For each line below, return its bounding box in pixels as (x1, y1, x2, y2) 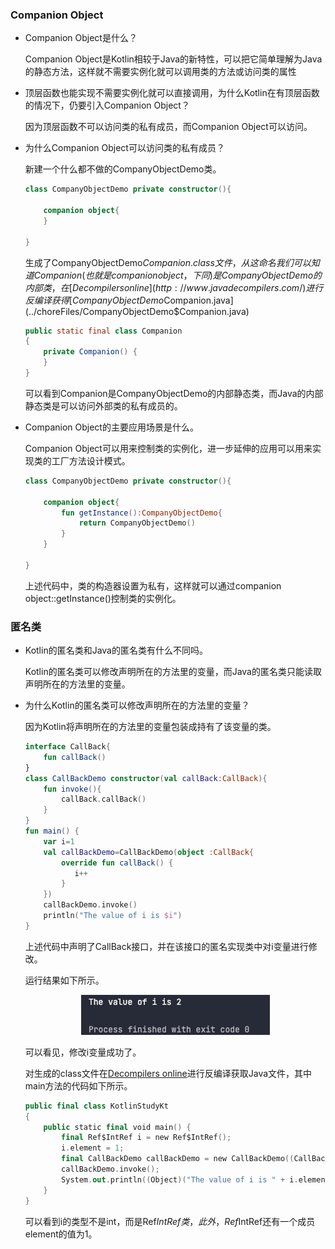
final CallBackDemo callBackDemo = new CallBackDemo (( (61, 1154, 295, 1164)
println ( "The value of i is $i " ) (43, 911, 183, 921)
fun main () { (24, 826, 80, 837)
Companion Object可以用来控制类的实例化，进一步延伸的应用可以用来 (24, 442, 313, 454)
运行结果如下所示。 (24, 974, 105, 986)
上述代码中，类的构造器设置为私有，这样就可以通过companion (24, 579, 282, 592)
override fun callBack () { (61, 858, 174, 868)
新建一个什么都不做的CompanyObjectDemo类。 (24, 163, 222, 175)
